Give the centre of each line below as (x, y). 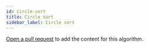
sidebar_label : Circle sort (40, 22)
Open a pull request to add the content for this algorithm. (75, 39)
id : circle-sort (26, 11)
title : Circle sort (30, 17)
